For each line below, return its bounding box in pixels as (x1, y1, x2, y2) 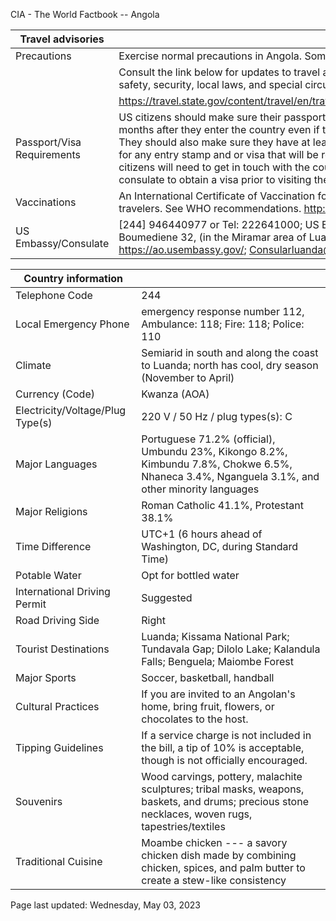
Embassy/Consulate (15, 237, 110, 250)
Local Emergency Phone (15, 317, 130, 331)
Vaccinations (15, 195, 77, 209)
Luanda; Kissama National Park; (141, 630, 290, 643)
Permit (15, 597, 47, 611)
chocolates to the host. (141, 712, 249, 726)
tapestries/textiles (141, 820, 226, 833)
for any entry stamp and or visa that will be (118, 148, 319, 161)
